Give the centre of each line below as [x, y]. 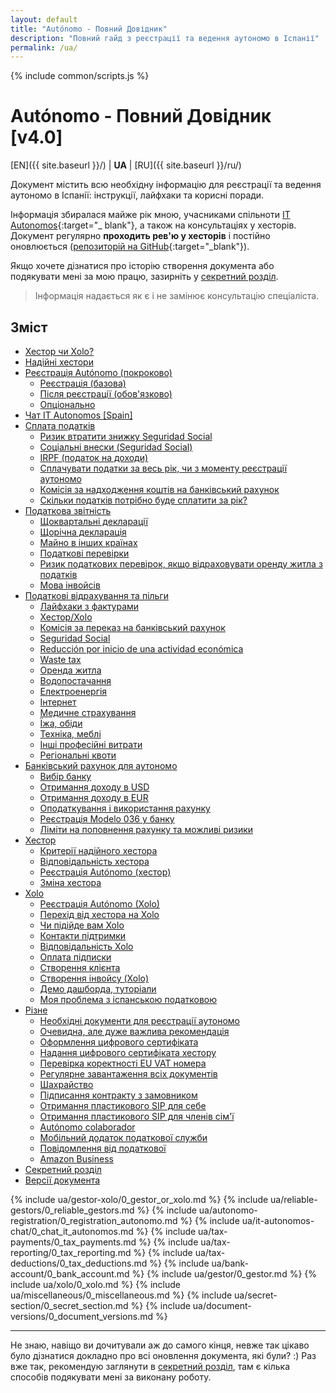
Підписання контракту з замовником [118, 1095]
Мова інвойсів [70, 585]
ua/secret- [256, 1295]
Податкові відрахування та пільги [97, 595]
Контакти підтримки [83, 935]
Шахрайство [66, 1084]
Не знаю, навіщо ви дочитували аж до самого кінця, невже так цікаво [160, 1345]
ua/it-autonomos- [278, 1220]
